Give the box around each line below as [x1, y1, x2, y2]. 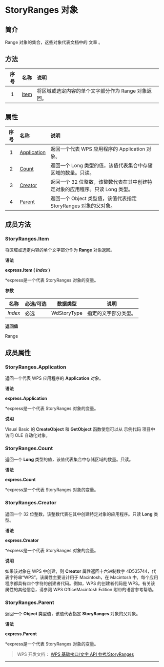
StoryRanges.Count [5, 445, 53, 452]
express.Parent [5, 631, 37, 637]
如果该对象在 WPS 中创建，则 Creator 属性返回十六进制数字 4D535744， [5, 568, 152, 574]
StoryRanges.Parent [5, 599, 55, 606]
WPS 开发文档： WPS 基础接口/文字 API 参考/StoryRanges [17, 651, 134, 657]
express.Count [5, 477, 36, 483]
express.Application [5, 395, 47, 401]
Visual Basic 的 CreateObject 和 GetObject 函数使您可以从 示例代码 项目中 [5, 426, 155, 432]
